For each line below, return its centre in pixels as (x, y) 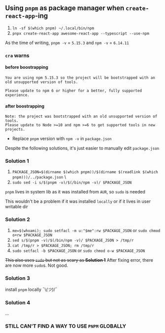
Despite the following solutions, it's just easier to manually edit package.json (82, 148)
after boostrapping (25, 106)
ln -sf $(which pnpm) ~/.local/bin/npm (53, 28)
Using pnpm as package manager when (65, 8)
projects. (15, 130)
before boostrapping (27, 67)
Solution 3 (18, 278)
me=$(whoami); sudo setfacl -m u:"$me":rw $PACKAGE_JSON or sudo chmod (86, 230)
